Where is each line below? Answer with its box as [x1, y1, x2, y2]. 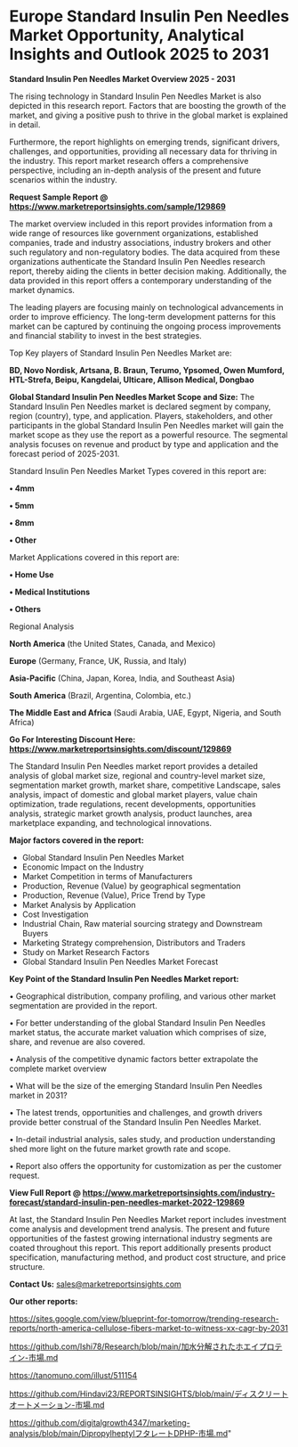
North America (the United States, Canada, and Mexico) [9, 638, 216, 649]
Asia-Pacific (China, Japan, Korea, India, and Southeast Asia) [9, 673, 236, 683]
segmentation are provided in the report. [9, 1000, 157, 1010]
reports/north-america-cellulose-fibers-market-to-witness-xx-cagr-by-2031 [9, 1322, 289, 1333]
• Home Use [9, 568, 54, 580]
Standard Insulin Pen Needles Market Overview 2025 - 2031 [9, 73, 236, 84]
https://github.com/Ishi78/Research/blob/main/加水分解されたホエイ [9, 1341, 260, 1352]
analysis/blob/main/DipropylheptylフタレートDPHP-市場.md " [9, 1427, 232, 1438]
